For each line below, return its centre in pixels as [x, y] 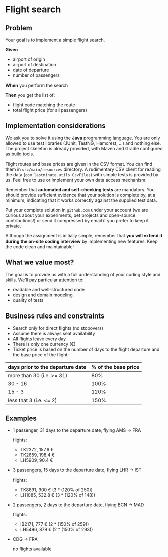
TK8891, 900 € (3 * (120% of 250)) [56, 490]
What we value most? [40, 262]
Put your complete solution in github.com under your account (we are [77, 210]
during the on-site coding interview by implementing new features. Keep [81, 241]
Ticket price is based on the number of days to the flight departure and [86, 349]
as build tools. [20, 154]
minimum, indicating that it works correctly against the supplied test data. [81, 200]
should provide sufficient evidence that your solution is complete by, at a [80, 195]
